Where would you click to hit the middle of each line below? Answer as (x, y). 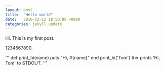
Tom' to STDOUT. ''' (26, 63)
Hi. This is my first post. (30, 38)
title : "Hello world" (29, 15)
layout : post (19, 10)
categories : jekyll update (34, 24)
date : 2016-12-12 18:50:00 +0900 (43, 19)
